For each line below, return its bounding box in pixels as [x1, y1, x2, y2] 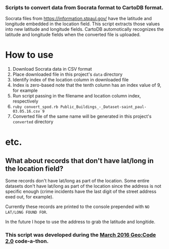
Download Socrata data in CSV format [12, 66, 92, 72]
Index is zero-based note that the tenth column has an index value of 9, [12, 82, 161, 88]
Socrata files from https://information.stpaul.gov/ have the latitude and [5, 16, 152, 22]
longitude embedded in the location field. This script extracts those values [5, 21, 160, 27]
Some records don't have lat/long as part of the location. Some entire [5, 178, 150, 184]
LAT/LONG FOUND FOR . [5, 209, 48, 215]
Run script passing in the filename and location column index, [12, 93, 141, 99]
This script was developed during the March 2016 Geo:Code [5, 231, 156, 238]
